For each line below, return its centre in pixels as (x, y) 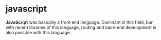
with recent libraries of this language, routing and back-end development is (81, 27)
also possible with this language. (38, 32)
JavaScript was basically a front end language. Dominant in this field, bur (79, 22)
